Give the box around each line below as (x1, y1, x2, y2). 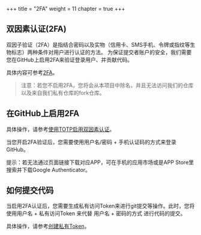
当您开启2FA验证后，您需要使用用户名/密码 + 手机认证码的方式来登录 (6, 138, 177, 145)
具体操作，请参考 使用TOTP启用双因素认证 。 (6, 126, 115, 133)
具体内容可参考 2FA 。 (6, 69, 58, 76)
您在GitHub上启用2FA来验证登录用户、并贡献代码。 (6, 56, 133, 63)
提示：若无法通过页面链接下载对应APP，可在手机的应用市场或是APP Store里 (6, 159, 194, 166)
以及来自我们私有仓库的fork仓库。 (20, 89, 105, 96)
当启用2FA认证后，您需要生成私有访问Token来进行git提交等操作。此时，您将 (6, 203, 195, 210)
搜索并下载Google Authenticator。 (6, 166, 91, 173)
